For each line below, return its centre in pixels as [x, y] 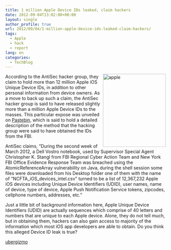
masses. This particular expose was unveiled [52, 115]
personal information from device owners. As [53, 93]
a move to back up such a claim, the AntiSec [52, 98]
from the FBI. [19, 136]
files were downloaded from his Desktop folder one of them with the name [83, 173]
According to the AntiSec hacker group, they [52, 77]
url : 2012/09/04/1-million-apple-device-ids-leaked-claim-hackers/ [78, 29]
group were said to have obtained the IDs [48, 131]
